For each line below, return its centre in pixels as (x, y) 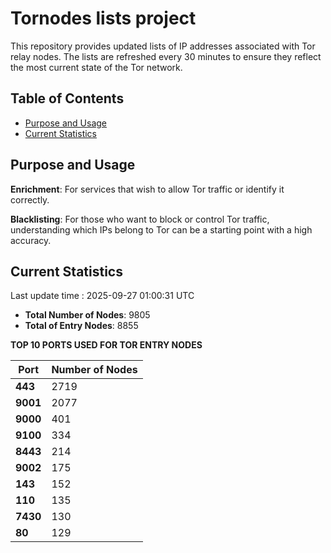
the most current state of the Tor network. (96, 67)
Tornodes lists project (103, 18)
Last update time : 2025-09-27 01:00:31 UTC (102, 296)
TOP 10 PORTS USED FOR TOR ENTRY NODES (106, 345)
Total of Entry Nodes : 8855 (81, 326)
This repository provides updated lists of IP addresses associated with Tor (163, 46)
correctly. (30, 199)
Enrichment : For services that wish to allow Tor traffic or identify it (147, 189)
